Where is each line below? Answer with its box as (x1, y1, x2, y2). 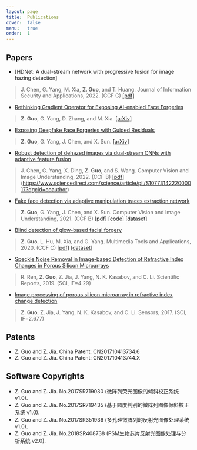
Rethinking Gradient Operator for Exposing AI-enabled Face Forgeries (14, 103, 184, 110)
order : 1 (6, 31, 31, 37)
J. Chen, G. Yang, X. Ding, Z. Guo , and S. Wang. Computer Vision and (20, 167, 189, 174)
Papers (6, 53, 33, 63)
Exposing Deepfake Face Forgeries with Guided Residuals (14, 126, 155, 133)
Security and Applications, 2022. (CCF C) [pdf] (20, 92, 135, 99)
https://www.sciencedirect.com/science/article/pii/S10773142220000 (22, 180, 191, 187)
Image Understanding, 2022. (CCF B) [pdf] (20, 173, 125, 180)
